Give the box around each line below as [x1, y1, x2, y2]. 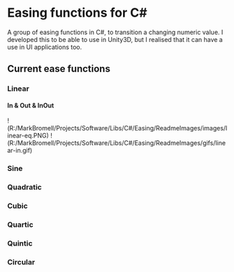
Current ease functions [7, 63, 110, 75]
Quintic [7, 239, 33, 248]
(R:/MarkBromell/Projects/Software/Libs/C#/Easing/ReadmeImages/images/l [7, 124, 228, 133]
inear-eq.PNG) [7, 131, 49, 140]
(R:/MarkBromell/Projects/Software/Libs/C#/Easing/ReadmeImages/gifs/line [7, 139, 226, 147]
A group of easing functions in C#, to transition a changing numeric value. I [7, 28, 224, 36]
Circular [7, 257, 36, 266]
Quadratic [7, 183, 42, 192]
